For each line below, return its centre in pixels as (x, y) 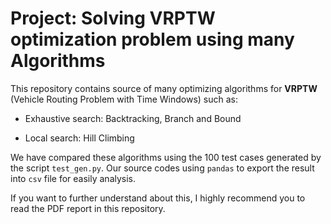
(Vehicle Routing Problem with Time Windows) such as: (124, 99)
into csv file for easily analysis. (73, 178)
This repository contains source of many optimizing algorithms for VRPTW (164, 88)
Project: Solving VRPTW (113, 18)
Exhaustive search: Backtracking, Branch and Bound (133, 118)
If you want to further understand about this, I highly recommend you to (158, 198)
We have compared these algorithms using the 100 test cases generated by (166, 157)
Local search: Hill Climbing (79, 138)
